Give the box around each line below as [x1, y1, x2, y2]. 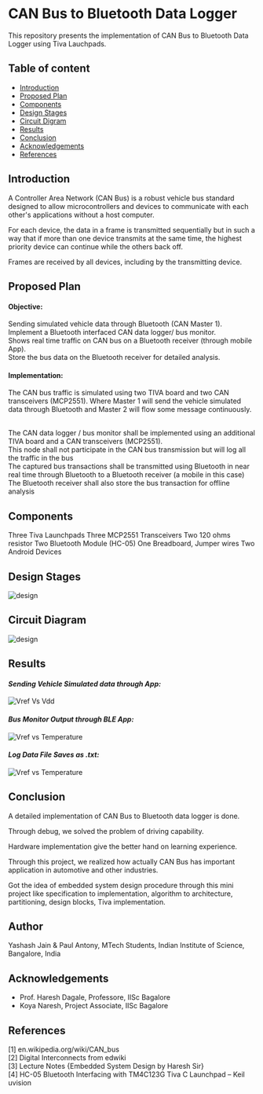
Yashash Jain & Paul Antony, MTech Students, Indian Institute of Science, [8, 941, 245, 950]
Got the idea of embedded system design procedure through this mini [8, 880, 234, 890]
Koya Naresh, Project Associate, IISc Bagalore [19, 1001, 169, 1011]
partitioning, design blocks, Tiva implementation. [8, 897, 166, 906]
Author [8, 920, 43, 933]
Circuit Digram [19, 116, 67, 126]
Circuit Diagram [8, 614, 86, 627]
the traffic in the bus [8, 453, 74, 463]
